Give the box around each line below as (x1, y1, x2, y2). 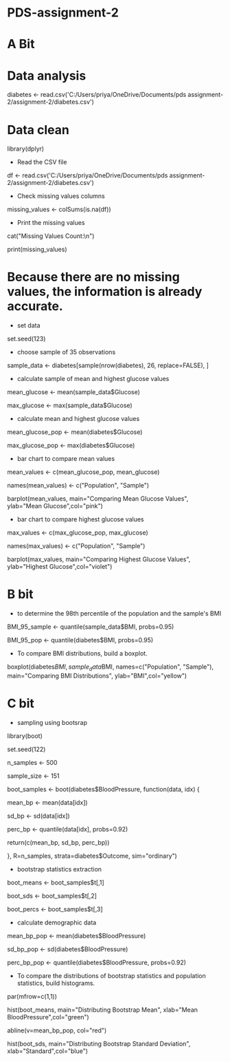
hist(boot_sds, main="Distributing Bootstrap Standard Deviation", (7, 1039, 191, 1048)
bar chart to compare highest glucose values (16, 515, 144, 523)
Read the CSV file (16, 158, 67, 166)
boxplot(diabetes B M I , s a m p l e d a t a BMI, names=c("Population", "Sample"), (7, 662, 214, 672)
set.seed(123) (7, 335, 46, 343)
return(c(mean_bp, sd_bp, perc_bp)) (7, 838, 110, 847)
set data (16, 321, 41, 329)
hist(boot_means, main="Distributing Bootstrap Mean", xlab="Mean (7, 1006, 198, 1014)
